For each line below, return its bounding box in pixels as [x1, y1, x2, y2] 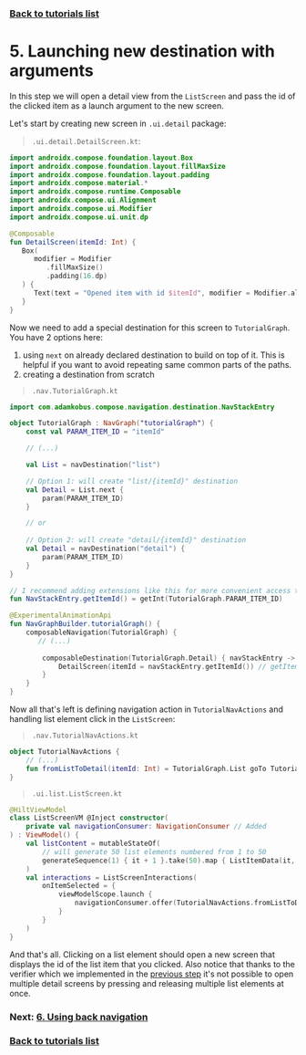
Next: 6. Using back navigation [9, 1010, 148, 1023]
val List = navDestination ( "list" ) [25, 460, 161, 470]
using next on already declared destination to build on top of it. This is [22, 350, 285, 360]
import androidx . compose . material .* [9, 179, 148, 188]
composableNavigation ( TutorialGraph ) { [25, 628, 178, 637]
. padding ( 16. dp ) [46, 272, 107, 281]
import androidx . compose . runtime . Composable [9, 187, 181, 196]
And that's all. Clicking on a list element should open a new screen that [9, 948, 275, 960]
